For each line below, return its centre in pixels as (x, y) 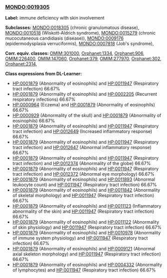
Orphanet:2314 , (21, 64)
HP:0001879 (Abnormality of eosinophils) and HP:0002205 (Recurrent (85, 94)
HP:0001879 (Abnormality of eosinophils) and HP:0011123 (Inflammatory (87, 206)
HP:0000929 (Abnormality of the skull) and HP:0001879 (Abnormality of (87, 115)
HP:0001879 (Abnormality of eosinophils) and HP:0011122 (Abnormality (85, 222)
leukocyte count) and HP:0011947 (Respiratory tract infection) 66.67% (85, 185)
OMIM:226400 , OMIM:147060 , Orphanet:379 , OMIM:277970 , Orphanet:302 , (83, 59)
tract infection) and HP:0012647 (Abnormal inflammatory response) (82, 148)
